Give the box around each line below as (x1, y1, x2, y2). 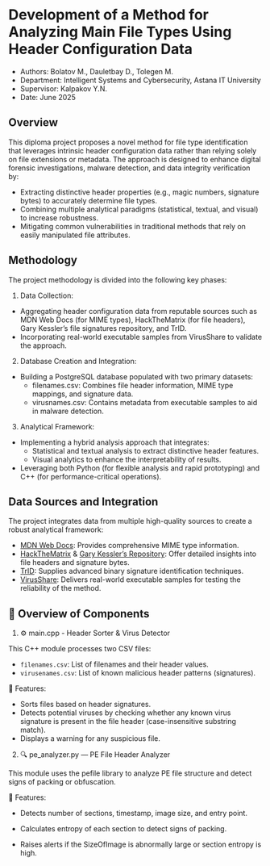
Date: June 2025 (19, 92, 77, 102)
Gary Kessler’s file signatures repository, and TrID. (19, 323, 187, 333)
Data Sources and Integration (8, 495, 159, 508)
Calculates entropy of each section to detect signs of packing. (19, 824, 227, 834)
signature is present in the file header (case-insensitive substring (19, 717, 236, 726)
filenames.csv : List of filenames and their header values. (19, 659, 210, 669)
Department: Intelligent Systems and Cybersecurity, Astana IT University (19, 75, 262, 85)
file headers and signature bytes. (19, 558, 131, 567)
